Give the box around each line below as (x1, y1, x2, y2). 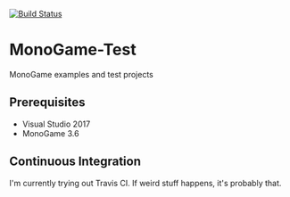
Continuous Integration (9, 154, 141, 169)
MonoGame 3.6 (21, 127, 79, 138)
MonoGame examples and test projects (9, 69, 153, 79)
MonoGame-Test (9, 40, 137, 60)
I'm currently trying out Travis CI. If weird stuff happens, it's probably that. (9, 177, 282, 188)
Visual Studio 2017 (21, 119, 91, 129)
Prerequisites (9, 94, 86, 111)
